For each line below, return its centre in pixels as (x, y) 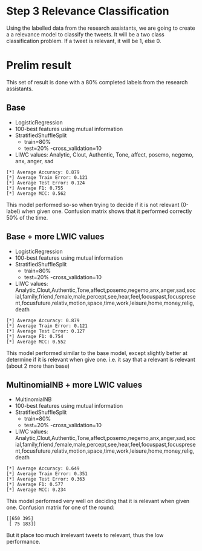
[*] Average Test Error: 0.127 (46, 331)
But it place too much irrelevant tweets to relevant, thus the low (85, 535)
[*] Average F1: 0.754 (35, 336)
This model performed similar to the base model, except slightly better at (97, 353)
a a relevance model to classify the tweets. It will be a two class (85, 34)
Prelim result (39, 66)
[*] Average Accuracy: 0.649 (43, 468)
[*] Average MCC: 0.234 (36, 490)
